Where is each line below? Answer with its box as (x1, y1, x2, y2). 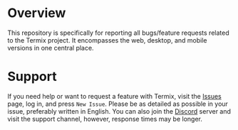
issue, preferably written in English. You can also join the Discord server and (7, 107, 232, 115)
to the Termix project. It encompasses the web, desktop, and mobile (7, 36, 207, 44)
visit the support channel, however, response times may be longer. (7, 114, 203, 123)
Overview (7, 5, 66, 21)
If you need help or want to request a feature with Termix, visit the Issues (7, 92, 222, 100)
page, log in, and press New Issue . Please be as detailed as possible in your (7, 99, 228, 108)
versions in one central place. (7, 43, 94, 52)
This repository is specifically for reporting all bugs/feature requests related (7, 28, 229, 37)
